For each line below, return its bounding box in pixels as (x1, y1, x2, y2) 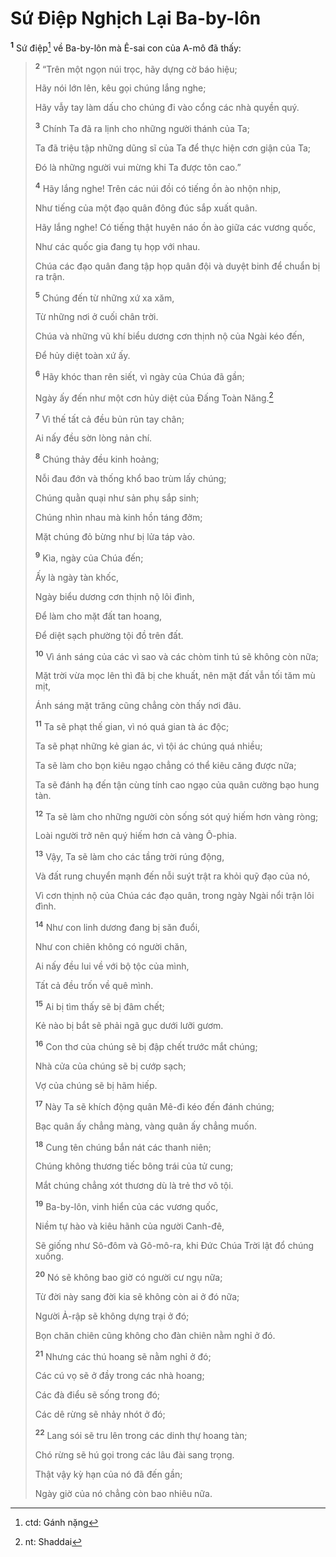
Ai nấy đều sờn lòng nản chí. (34, 432, 153, 444)
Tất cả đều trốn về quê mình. (34, 979, 154, 991)
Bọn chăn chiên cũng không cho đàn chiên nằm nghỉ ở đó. (34, 1329, 276, 1341)
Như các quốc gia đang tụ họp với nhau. (34, 240, 201, 252)
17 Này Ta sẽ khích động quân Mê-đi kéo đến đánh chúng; (34, 1099, 275, 1112)
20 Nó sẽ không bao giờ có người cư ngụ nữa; (34, 1270, 223, 1283)
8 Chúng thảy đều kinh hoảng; (34, 452, 160, 465)
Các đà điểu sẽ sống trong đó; (34, 1389, 161, 1401)
